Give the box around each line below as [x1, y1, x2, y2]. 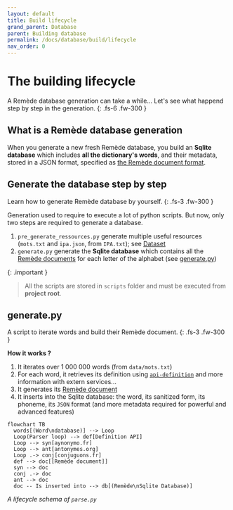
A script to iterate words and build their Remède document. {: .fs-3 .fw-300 [7, 328, 225, 336]
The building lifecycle [7, 73, 136, 89]
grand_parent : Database [7, 23, 77, 30]
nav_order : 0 [7, 43, 46, 50]
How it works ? [7, 349, 51, 357]
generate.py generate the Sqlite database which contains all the [17, 247, 204, 255]
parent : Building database [7, 30, 86, 37]
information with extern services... [17, 378, 117, 386]
